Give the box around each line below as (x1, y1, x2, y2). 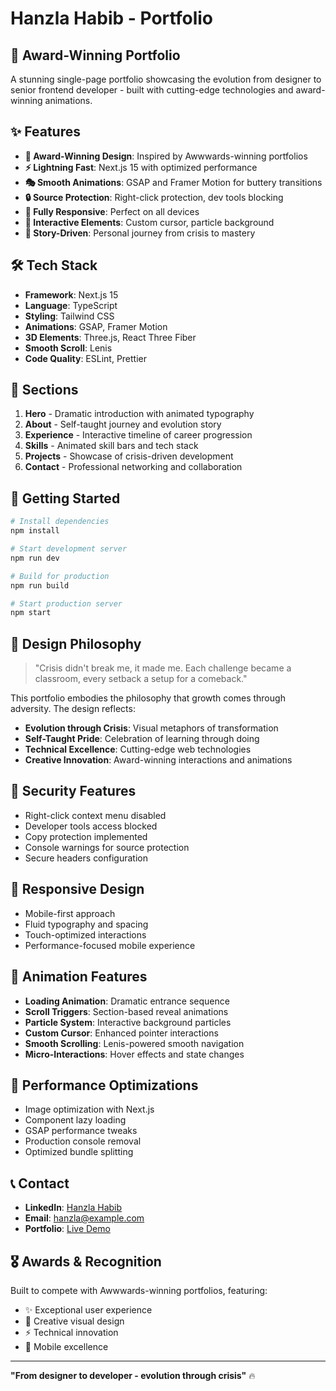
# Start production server (10, 598, 123, 609)
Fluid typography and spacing (24, 918, 149, 930)
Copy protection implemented (24, 830, 148, 842)
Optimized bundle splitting (24, 1146, 134, 1158)
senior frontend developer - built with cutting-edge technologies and (10, 84, 294, 96)
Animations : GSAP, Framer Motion (24, 320, 168, 332)
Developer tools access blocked (24, 820, 158, 832)
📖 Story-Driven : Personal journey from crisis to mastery (24, 227, 256, 239)
